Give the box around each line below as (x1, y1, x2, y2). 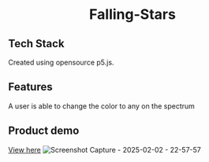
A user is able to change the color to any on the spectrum (8, 101, 196, 111)
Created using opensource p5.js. (8, 57, 114, 67)
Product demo (8, 124, 80, 138)
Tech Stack (8, 37, 65, 50)
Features (8, 80, 53, 94)
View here (8, 145, 41, 154)
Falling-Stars (89, 6, 176, 24)
